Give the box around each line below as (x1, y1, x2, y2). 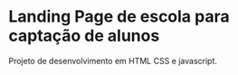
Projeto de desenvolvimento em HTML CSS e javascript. (8, 55, 218, 66)
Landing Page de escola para (8, 6, 230, 27)
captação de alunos (8, 25, 160, 46)
